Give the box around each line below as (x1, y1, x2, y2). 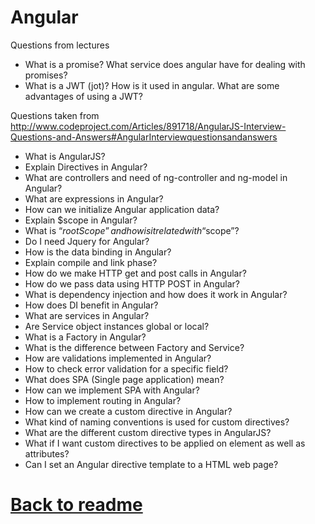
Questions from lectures (10, 39, 110, 51)
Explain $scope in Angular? (24, 214, 138, 226)
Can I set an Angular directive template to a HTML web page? (24, 458, 279, 470)
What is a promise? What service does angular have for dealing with (24, 58, 306, 70)
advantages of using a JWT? (24, 90, 143, 102)
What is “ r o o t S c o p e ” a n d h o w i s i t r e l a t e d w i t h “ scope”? (24, 224, 240, 236)
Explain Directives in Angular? (24, 161, 148, 173)
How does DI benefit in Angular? (24, 299, 159, 311)
